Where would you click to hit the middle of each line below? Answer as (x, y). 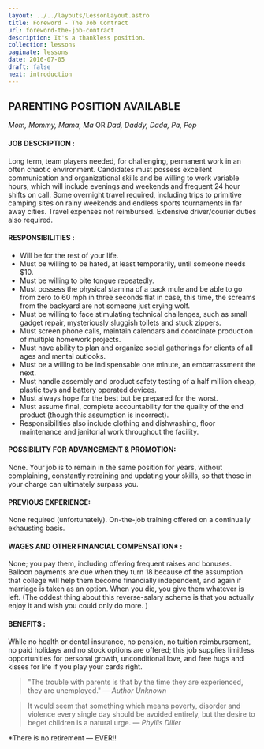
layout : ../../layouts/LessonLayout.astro (79, 15)
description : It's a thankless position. (77, 38)
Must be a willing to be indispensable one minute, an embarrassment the (138, 364)
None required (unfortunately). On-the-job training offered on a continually (129, 520)
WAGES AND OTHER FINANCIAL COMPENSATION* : (95, 546)
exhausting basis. (37, 528)
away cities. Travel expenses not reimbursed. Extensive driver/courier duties (132, 211)
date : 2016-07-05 (37, 60)
